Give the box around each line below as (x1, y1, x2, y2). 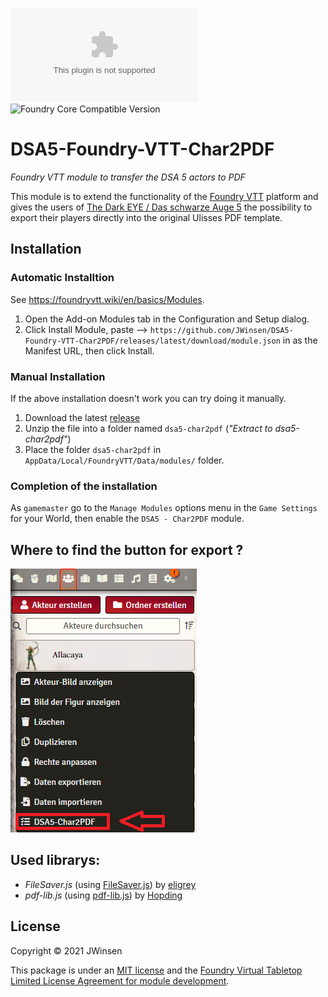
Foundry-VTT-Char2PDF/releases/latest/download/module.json (24, 336, 281, 346)
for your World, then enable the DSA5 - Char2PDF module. (10, 513, 245, 525)
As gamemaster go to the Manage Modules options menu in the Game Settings (10, 502, 318, 514)
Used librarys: (10, 852, 101, 869)
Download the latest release (24, 411, 141, 423)
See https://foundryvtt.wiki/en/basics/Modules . (10, 293, 205, 305)
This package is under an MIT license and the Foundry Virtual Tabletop (10, 964, 303, 976)
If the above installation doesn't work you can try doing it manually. (10, 392, 287, 404)
